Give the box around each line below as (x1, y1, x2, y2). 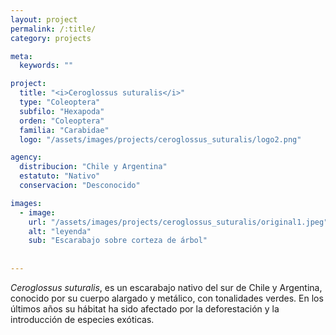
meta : (10, 51, 33, 61)
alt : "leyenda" (28, 226, 92, 236)
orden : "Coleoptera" (19, 116, 105, 126)
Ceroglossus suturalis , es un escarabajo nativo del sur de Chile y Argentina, (10, 281, 323, 293)
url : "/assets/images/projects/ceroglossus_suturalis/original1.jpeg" (28, 217, 329, 227)
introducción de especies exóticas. (10, 313, 155, 325)
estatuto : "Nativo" (19, 171, 101, 181)
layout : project (10, 14, 78, 25)
